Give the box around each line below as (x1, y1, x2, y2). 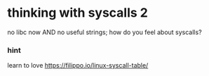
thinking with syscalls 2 (7, 5, 149, 21)
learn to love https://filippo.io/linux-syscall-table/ (7, 61, 149, 70)
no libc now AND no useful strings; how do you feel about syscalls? (7, 28, 202, 36)
